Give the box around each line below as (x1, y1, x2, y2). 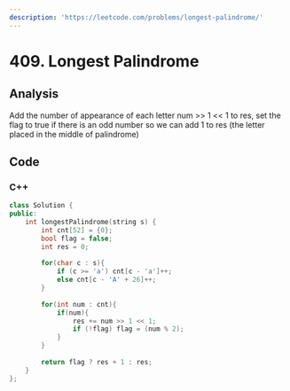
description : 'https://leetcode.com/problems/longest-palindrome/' (9, 12, 264, 22)
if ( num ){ (56, 308, 90, 317)
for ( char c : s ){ (41, 259, 105, 268)
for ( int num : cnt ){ (41, 300, 117, 309)
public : (9, 209, 38, 218)
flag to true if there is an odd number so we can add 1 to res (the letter (9, 119, 265, 129)
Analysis (9, 86, 59, 102)
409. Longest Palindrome (9, 51, 200, 71)
